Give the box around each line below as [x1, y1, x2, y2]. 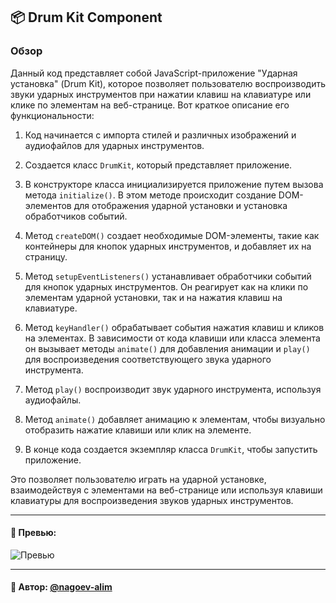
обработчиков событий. [24, 210, 128, 222]
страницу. [24, 250, 68, 263]
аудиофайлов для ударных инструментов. [24, 139, 205, 151]
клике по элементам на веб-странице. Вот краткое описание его [10, 99, 290, 111]
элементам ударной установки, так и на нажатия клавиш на [24, 291, 283, 303]
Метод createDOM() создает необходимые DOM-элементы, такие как [24, 229, 320, 241]
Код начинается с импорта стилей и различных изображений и [24, 129, 297, 141]
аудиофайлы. [24, 394, 82, 406]
